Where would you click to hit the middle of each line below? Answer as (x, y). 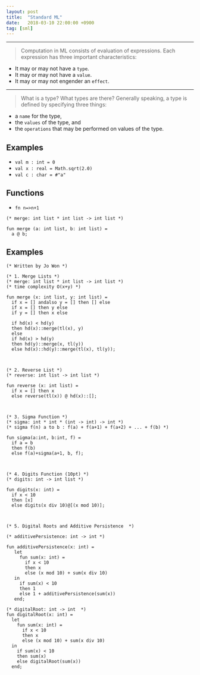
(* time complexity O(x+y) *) (44, 287)
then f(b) (24, 448)
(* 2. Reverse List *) (34, 370)
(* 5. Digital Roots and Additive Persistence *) (70, 526)
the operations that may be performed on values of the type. (89, 129)
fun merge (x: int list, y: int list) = (57, 297)
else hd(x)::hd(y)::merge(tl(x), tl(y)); (64, 349)
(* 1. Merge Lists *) (33, 276)
